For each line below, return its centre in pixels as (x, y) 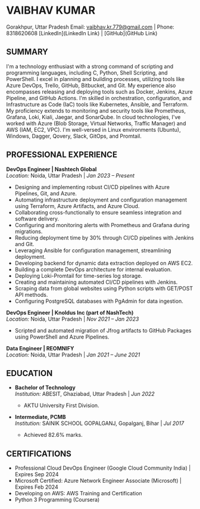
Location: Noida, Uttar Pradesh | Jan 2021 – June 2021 (73, 355)
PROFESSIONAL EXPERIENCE (62, 155)
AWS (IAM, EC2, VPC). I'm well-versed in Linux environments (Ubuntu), (93, 129)
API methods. (31, 294)
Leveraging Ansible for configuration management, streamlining (93, 250)
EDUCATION (29, 373)
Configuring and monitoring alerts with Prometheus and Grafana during (102, 225)
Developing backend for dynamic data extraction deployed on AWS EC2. (104, 263)
